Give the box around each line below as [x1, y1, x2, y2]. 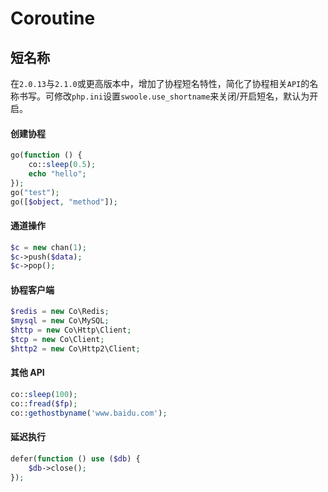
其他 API [10, 367, 45, 379]
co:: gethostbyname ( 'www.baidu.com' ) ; [10, 408, 168, 418]
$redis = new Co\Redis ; [10, 307, 110, 317]
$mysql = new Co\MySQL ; [10, 316, 110, 326]
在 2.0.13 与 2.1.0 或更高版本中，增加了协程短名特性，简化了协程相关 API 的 [10, 78, 310, 89]
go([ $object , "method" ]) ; [10, 197, 118, 207]
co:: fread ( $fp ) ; [10, 398, 78, 409]
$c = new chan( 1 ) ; [10, 242, 87, 252]
